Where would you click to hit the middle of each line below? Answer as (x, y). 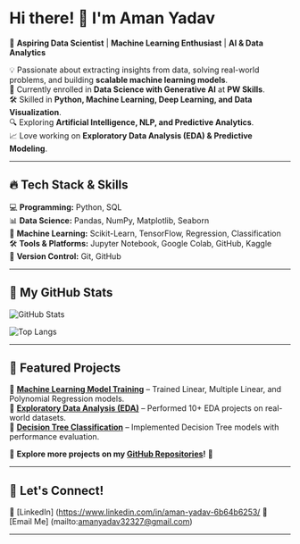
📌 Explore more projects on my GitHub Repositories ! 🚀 (111, 454)
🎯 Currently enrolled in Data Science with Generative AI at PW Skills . (137, 89)
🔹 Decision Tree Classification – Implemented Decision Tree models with (144, 427)
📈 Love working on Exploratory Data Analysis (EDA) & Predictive (131, 135)
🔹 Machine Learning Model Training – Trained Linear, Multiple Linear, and (146, 389)
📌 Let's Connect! (57, 490)
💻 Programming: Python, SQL (66, 207)
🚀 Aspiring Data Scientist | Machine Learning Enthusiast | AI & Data (136, 43)
